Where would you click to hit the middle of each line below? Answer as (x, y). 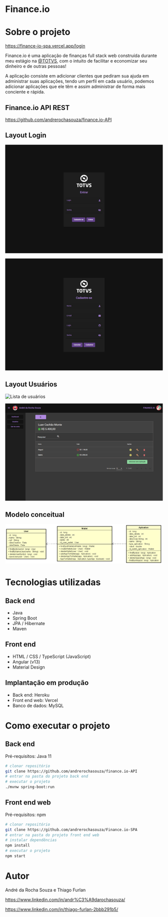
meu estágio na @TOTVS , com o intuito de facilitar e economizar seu (76, 61)
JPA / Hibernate (29, 623)
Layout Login (26, 135)
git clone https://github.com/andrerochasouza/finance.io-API (71, 771)
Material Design (28, 667)
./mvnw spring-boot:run (30, 787)
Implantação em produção (47, 683)
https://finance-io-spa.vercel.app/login (45, 46)
